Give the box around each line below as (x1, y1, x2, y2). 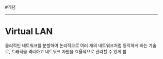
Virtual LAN (5, 26, 53, 37)
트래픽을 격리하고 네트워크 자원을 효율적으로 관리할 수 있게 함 (11, 48, 127, 54)
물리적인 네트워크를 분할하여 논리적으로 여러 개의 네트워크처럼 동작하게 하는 (5, 43, 148, 48)
